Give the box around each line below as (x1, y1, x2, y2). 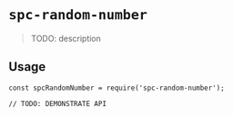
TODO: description (30, 33, 102, 44)
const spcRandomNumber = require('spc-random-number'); (8, 83, 225, 93)
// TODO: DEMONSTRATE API (8, 99, 106, 108)
